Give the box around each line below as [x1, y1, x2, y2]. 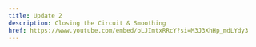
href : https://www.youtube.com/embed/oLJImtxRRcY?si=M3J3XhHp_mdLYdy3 [8, 26, 249, 34]
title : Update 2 [8, 11, 62, 20]
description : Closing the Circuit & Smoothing [8, 19, 166, 27]
